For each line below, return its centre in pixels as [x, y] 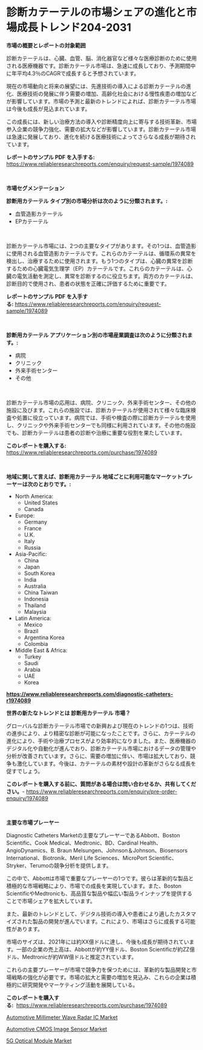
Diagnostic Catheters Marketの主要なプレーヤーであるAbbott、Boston [93, 835]
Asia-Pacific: [31, 554]
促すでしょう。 [25, 771]
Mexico [33, 624]
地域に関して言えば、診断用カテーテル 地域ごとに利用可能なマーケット [94, 476]
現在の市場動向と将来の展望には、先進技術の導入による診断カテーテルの [96, 86]
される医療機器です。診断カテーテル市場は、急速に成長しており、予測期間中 [101, 66]
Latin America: [33, 618]
